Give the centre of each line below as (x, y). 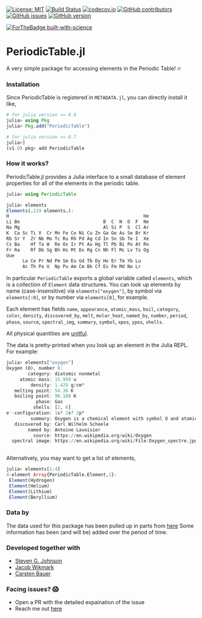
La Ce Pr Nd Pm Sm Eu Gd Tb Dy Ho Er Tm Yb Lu (81, 261)
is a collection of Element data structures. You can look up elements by (94, 285)
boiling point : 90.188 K (45, 396)
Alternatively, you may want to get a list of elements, (71, 458)
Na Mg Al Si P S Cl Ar (78, 228)
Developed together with (43, 548)
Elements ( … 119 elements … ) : (40, 211)
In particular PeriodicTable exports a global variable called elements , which (99, 278)
